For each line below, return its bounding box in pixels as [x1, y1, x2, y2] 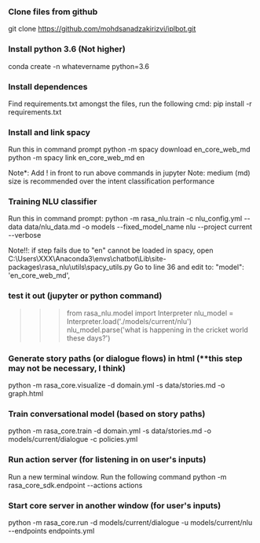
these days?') [66, 333, 111, 343]
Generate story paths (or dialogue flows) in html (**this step [8, 352, 243, 363]
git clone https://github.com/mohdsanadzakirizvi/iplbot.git [8, 24, 196, 34]
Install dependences [8, 81, 88, 92]
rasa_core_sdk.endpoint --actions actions [8, 480, 143, 490]
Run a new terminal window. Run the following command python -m [8, 472, 227, 481]
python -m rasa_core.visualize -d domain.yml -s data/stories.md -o [8, 381, 225, 390]
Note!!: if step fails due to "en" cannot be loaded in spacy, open [8, 246, 214, 255]
